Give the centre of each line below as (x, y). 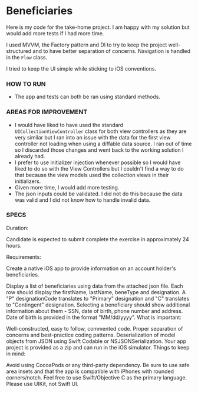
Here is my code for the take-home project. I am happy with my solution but (98, 27)
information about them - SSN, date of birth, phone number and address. (95, 311)
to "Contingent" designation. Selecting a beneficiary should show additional (98, 305)
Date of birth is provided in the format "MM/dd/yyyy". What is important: (94, 317)
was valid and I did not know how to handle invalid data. (82, 200)
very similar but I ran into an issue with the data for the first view (93, 137)
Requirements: (24, 257)
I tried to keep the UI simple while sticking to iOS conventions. (81, 68)
